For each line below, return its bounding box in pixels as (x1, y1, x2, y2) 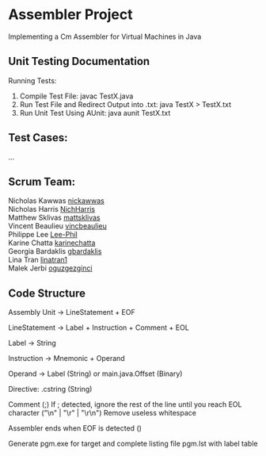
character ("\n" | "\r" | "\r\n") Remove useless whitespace (8, 408, 196, 418)
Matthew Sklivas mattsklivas (8, 213, 101, 223)
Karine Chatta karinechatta (8, 238, 96, 247)
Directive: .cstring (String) (8, 385, 93, 394)
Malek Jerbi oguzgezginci (8, 263, 93, 273)
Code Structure (8, 286, 85, 300)
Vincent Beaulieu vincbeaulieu (8, 221, 107, 231)
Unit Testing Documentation (8, 55, 150, 68)
